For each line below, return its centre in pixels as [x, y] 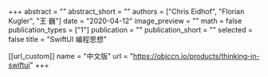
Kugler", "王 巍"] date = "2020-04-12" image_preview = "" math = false [125, 21]
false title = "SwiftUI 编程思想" [58, 39]
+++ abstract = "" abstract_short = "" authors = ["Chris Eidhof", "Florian [126, 12]
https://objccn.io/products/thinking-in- [196, 56]
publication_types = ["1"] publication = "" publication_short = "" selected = [130, 30]
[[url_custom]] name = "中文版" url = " [71, 56]
